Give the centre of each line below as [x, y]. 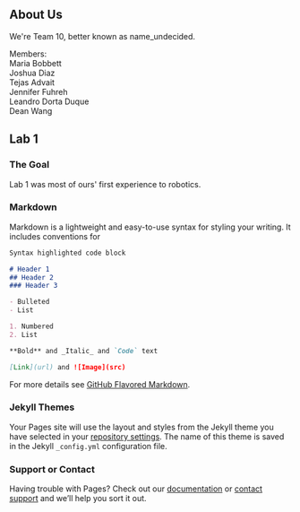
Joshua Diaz [32, 73]
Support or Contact [52, 469]
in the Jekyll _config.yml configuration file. [88, 446]
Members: [28, 54]
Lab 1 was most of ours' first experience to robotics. [105, 184]
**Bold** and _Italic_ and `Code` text [84, 351]
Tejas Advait [32, 82]
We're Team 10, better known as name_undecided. [102, 36]
